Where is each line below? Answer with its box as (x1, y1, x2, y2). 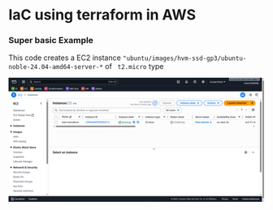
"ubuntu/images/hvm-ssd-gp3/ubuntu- (123, 54, 247, 62)
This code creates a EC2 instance (8, 53, 122, 62)
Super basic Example (8, 35, 93, 46)
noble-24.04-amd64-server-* (8, 63, 104, 71)
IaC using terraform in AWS (8, 6, 197, 24)
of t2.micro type (105, 62, 164, 71)
